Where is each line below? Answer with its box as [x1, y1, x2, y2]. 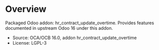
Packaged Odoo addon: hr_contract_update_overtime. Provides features [5, 20, 154, 26]
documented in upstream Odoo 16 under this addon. [5, 25, 113, 31]
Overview [5, 3, 47, 15]
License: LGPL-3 [12, 40, 47, 46]
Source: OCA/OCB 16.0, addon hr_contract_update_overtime [12, 35, 137, 41]
